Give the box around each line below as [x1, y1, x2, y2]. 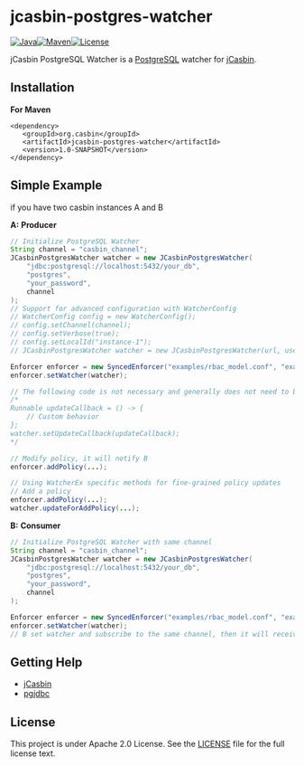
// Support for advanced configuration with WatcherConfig [10, 304, 237, 313]
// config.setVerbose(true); [10, 329, 120, 338]
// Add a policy [10, 487, 71, 496]
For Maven [10, 104, 51, 115]
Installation [10, 80, 75, 96]
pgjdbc [23, 688, 51, 699]
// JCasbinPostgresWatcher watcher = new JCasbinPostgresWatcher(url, [10, 345, 281, 355]
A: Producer [10, 219, 57, 230]
